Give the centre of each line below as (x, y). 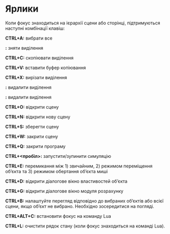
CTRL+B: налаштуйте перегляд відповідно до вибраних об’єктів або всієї (84, 200)
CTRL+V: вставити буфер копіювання (46, 68)
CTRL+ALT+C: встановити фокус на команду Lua (58, 216)
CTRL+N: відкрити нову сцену (38, 117)
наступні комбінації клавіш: (35, 28)
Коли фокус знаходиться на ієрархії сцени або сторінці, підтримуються (83, 23)
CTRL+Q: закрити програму (36, 146)
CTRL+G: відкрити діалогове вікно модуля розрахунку (64, 191)
